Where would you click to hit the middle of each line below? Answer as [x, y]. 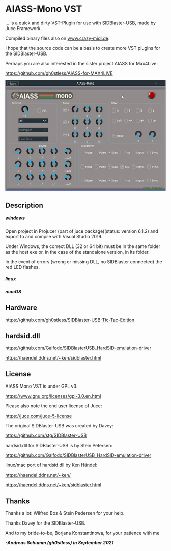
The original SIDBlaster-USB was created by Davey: [59, 426]
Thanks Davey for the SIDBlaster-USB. [45, 523]
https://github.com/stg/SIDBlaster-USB [46, 435]
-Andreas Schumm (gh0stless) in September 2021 [60, 543]
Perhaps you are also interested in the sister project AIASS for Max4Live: [81, 63]
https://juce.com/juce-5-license [39, 416]
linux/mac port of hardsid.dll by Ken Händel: [51, 465]
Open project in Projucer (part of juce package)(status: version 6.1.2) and [82, 231]
